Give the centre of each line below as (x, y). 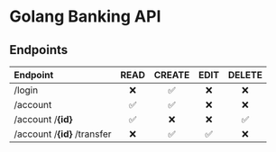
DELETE (245, 75)
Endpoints (39, 50)
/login (26, 90)
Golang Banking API (85, 17)
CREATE (172, 75)
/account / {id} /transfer (63, 134)
